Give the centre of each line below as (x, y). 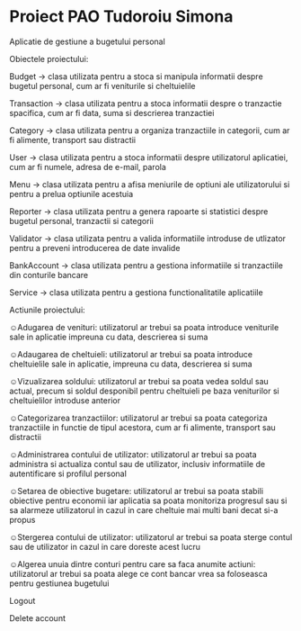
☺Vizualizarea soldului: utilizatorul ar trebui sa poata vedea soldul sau (139, 381)
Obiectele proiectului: (49, 59)
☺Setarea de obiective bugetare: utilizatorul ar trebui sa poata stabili (136, 491)
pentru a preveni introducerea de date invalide (95, 248)
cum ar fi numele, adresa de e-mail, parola (88, 167)
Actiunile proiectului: (47, 310)
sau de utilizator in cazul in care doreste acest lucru (105, 546)
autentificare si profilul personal (68, 473)
